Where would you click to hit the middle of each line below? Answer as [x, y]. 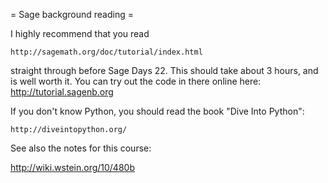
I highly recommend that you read [80, 33]
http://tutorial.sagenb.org [62, 92]
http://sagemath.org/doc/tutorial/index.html [106, 52]
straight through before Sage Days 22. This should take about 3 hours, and [164, 70]
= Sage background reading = [72, 14]
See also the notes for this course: [81, 148]
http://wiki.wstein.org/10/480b [72, 167]
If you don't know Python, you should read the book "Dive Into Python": [157, 111]
